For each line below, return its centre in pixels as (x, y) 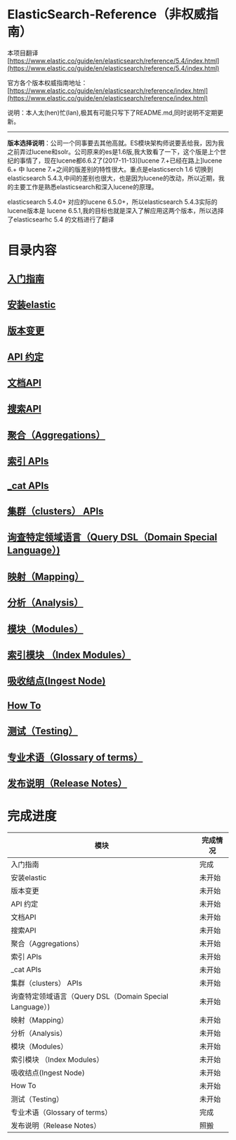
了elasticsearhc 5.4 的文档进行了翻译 (61, 219)
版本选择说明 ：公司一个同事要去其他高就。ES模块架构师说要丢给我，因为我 (116, 143)
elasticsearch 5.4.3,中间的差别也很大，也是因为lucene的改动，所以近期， (113, 178)
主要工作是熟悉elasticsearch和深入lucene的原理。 (85, 186)
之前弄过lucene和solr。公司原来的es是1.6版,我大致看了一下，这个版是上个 (114, 151)
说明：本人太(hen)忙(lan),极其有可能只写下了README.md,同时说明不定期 (112, 113)
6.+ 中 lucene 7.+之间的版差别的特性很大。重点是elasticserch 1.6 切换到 (110, 169)
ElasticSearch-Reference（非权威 (107, 14)
